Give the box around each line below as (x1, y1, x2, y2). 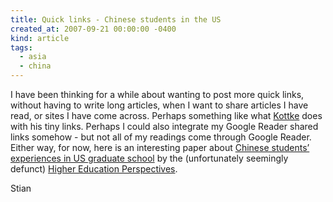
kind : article (10, 33, 70, 43)
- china (19, 61, 52, 71)
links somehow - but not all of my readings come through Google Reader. (10, 131, 312, 143)
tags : (10, 42, 33, 53)
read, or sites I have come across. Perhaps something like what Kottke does (10, 110, 323, 121)
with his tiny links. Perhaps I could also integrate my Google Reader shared (10, 121, 319, 132)
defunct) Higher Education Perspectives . (10, 163, 178, 175)
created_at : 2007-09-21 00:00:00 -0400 (10, 24, 177, 34)
